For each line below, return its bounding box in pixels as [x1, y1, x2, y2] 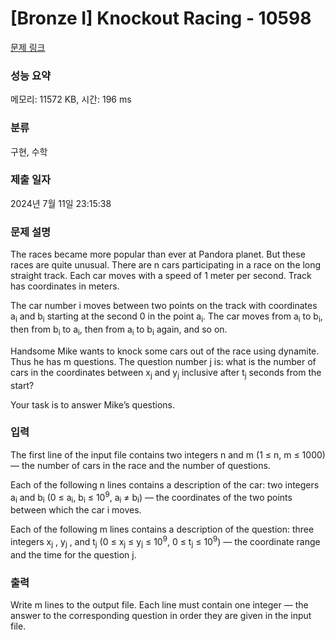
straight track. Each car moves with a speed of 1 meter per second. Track [10, 270, 312, 282]
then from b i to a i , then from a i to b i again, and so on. [10, 323, 228, 337]
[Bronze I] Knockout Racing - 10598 [10, 7, 312, 30]
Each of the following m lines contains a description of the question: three [10, 523, 315, 536]
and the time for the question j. [10, 548, 137, 561]
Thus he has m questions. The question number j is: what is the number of [10, 355, 317, 367]
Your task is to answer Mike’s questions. [10, 398, 176, 411]
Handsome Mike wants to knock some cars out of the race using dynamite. [10, 345, 320, 357]
